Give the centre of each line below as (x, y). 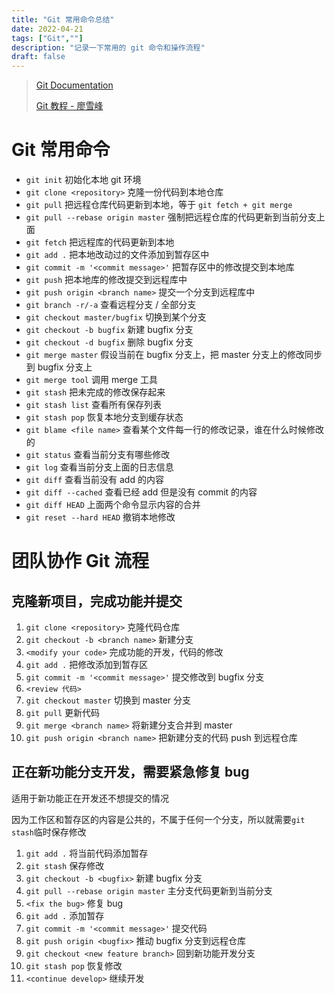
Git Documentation (74, 85)
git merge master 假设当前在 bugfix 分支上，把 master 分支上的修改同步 (174, 355)
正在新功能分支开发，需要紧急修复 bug (130, 772)
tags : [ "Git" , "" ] (47, 38)
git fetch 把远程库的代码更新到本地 (100, 242)
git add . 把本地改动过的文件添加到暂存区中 (117, 255)
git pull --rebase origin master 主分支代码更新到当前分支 (149, 890)
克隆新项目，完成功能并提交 (97, 601)
